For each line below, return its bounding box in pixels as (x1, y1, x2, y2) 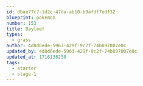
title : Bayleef (6, 25, 45, 32)
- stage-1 (12, 71, 37, 77)
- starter (12, 65, 37, 71)
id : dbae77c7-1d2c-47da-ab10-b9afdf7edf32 (6, 8, 116, 15)
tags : (6, 59, 20, 65)
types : (6, 31, 23, 38)
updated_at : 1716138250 (6, 54, 67, 60)
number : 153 (6, 20, 37, 26)
